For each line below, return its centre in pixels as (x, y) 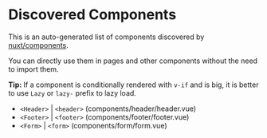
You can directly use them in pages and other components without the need (133, 61)
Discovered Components (92, 15)
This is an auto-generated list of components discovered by (106, 37)
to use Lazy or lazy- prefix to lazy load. (73, 93)
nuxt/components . (39, 45)
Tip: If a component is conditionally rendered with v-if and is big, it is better (133, 85)
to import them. (33, 69)
